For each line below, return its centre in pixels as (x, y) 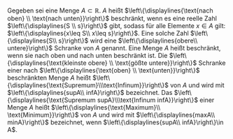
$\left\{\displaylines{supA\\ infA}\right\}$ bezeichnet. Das (90, 93)
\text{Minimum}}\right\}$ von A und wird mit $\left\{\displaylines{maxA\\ (111, 115)
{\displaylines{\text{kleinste (47, 63)
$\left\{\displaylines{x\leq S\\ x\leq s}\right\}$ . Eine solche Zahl (98, 33)
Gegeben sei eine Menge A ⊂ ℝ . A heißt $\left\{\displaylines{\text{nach (110, 10)
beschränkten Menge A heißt (49, 78)
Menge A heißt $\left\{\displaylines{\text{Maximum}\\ (84, 107)
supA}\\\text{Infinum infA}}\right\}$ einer (156, 100)
